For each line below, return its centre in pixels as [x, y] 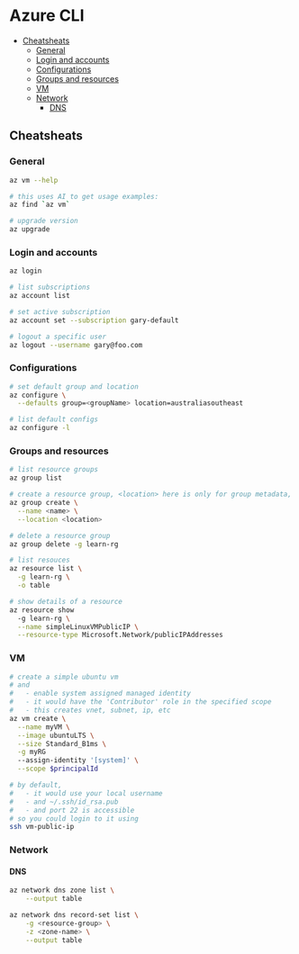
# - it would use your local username [86, 793]
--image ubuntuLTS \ [56, 735]
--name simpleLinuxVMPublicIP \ [78, 626]
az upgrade [30, 229]
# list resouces [40, 560]
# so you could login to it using [74, 819]
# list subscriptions [50, 288]
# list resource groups [54, 470]
